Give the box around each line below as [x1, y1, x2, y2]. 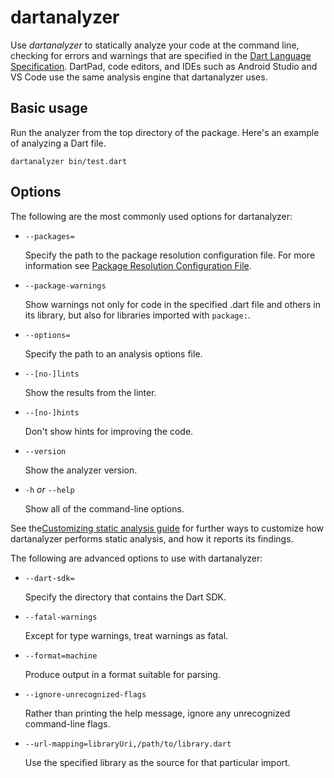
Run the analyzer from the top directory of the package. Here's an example [10, 126, 320, 138]
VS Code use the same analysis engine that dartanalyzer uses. [10, 71, 268, 83]
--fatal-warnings [24, 612, 98, 622]
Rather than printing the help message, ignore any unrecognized [24, 707, 291, 719]
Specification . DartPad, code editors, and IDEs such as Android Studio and [10, 60, 318, 72]
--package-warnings [24, 281, 107, 291]
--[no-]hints [24, 407, 80, 418]
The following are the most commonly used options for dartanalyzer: [10, 210, 293, 222]
